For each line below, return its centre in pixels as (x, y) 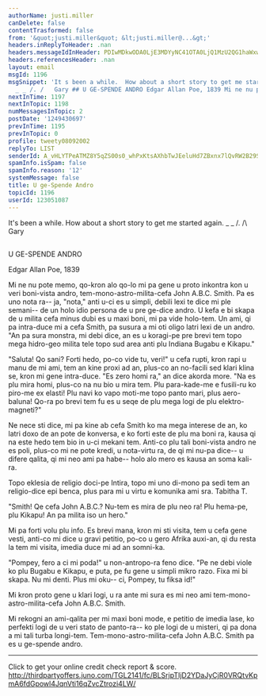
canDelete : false (37, 23)
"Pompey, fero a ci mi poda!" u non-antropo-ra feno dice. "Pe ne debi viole (130, 562)
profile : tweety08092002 (49, 141)
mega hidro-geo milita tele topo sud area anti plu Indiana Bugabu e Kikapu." (131, 344)
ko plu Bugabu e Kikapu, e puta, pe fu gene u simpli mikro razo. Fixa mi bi (128, 571)
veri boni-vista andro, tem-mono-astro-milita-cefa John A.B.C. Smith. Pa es (131, 293)
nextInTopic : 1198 (38, 104)
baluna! (21, 401)
